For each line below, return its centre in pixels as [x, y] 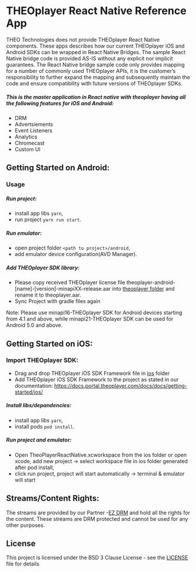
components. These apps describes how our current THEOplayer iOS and [95, 46]
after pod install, [34, 467]
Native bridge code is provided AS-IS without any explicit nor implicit [89, 58]
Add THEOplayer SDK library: [43, 267]
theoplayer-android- [151, 282]
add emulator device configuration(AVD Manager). [76, 254]
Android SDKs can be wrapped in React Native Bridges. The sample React [96, 52]
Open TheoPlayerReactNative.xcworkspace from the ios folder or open [101, 455]
